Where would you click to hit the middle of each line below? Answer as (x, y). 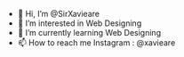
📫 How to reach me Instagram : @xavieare (96, 43)
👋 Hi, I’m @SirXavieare (59, 14)
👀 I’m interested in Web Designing (80, 23)
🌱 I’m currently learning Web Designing (89, 33)
